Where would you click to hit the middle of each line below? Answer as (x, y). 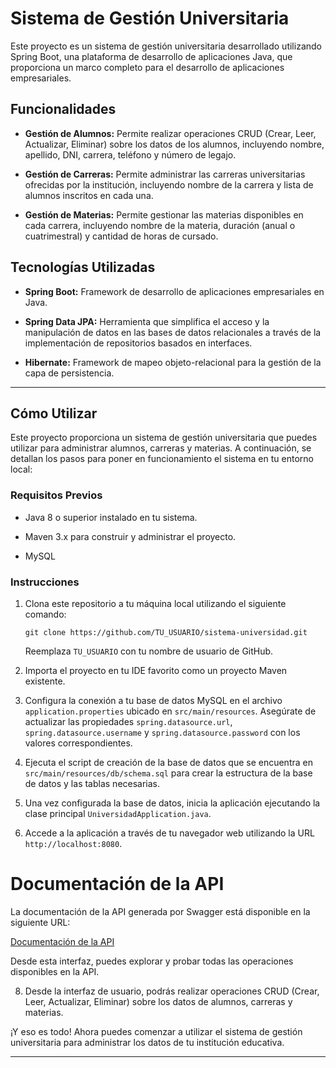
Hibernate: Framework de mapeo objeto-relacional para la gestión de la (173, 362)
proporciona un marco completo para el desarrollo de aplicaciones (147, 67)
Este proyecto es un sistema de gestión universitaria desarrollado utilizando (166, 46)
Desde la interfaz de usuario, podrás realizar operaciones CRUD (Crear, (172, 991)
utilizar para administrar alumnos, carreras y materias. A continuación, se (161, 448)
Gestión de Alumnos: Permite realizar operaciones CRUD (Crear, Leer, (170, 133)
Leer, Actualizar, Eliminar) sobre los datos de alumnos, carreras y (158, 1001)
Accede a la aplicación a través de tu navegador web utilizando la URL (169, 833)
